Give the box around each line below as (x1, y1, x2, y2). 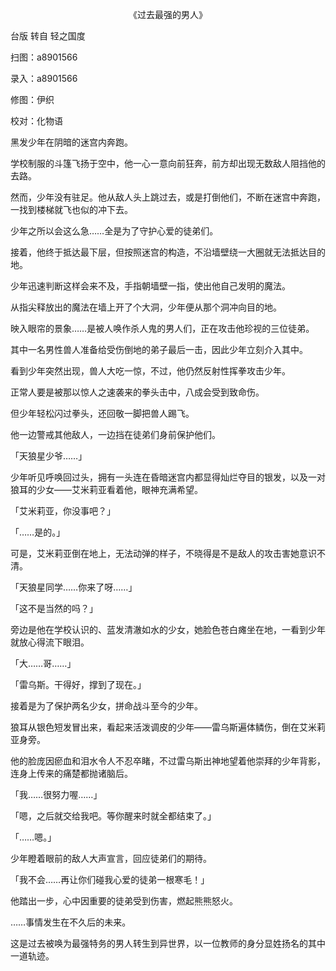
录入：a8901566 (10, 73, 78, 84)
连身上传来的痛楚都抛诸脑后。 (10, 768, 133, 779)
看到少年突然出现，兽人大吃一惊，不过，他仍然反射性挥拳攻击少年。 (10, 365, 291, 377)
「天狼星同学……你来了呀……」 (10, 581, 138, 593)
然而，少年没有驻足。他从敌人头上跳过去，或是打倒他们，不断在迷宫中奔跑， (10, 191, 326, 203)
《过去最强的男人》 (128, 9, 208, 20)
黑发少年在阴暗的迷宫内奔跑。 (10, 136, 133, 148)
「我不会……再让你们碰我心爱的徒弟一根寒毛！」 (10, 874, 210, 885)
